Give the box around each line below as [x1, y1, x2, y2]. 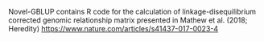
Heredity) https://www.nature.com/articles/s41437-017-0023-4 [8, 24, 219, 33]
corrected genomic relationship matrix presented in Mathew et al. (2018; [8, 15, 248, 25]
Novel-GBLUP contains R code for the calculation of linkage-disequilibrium [8, 7, 256, 16]
